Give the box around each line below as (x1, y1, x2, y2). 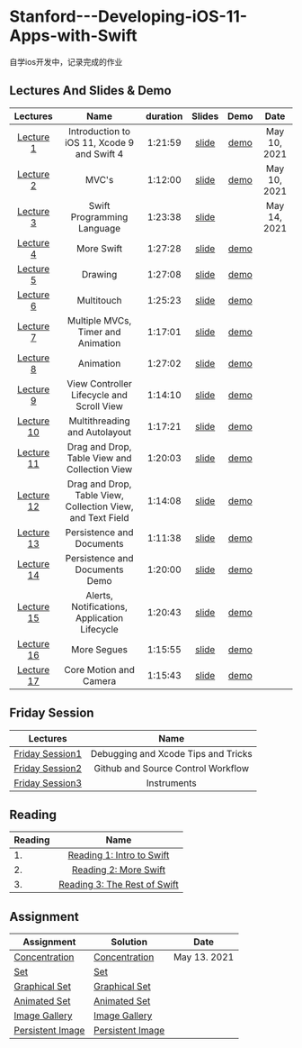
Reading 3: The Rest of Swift (58, 879, 179, 891)
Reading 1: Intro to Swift (67, 849, 170, 861)
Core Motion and (64, 663, 135, 676)
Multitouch (76, 294, 123, 306)
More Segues (71, 642, 129, 655)
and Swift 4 (75, 147, 124, 159)
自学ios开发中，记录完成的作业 (9, 56, 123, 67)
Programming (70, 210, 129, 223)
